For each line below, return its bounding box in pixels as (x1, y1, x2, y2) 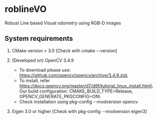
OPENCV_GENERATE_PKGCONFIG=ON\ (19, 93, 101, 99)
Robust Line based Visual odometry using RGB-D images (4, 20, 121, 26)
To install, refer (19, 77, 50, 83)
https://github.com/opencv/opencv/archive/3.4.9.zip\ (19, 72, 128, 78)
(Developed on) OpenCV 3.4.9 (11, 57, 74, 63)
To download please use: (19, 67, 71, 73)
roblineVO (4, 3, 47, 15)
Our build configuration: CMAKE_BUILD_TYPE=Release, (19, 88, 133, 94)
